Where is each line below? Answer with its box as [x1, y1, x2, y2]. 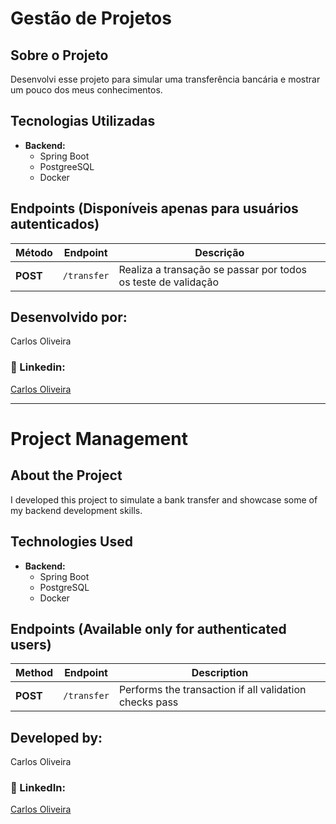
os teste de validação [118, 275, 220, 289]
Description [191, 666, 249, 680]
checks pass [118, 695, 179, 709]
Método [15, 245, 53, 259]
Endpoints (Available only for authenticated [10, 620, 287, 637]
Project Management [10, 427, 188, 450]
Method [15, 666, 54, 680]
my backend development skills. [10, 504, 143, 516]
